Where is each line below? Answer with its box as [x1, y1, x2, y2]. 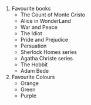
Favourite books [11, 5, 51, 12]
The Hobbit [20, 61, 48, 68]
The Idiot [20, 30, 42, 37]
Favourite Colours [11, 73, 55, 80]
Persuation [20, 42, 47, 49]
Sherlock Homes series [20, 49, 77, 55]
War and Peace [20, 23, 58, 31]
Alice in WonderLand [20, 18, 72, 24]
